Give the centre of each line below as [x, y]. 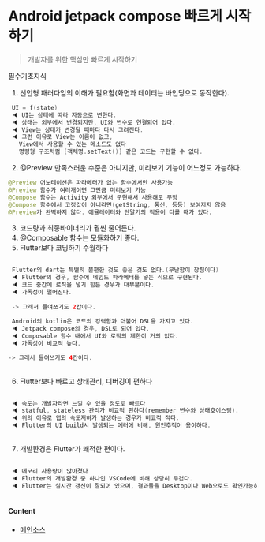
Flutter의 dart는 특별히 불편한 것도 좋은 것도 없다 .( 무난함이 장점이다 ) [115, 270]
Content [22, 510]
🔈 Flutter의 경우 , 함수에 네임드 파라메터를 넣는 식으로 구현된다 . [107, 278]
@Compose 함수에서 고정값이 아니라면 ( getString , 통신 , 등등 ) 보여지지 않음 [117, 205]
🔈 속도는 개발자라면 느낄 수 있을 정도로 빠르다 [78, 403]
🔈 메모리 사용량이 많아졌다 [50, 471]
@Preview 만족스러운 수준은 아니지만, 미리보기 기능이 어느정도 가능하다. [131, 168]
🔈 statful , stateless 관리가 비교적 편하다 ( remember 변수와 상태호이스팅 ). [125, 411]
